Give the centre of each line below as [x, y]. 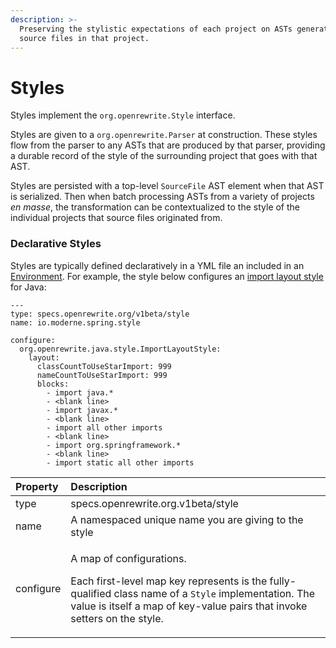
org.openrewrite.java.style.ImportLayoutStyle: [120, 349]
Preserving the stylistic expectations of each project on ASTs [156, 29]
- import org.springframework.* [114, 445]
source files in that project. [84, 38]
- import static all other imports [120, 462]
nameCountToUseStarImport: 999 [102, 375]
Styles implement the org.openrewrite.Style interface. [123, 115]
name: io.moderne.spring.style [75, 322]
